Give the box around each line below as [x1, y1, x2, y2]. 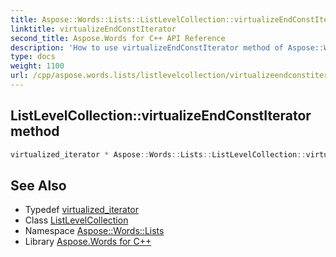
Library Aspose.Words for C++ [24, 236, 152, 248]
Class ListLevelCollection [24, 214, 129, 226]
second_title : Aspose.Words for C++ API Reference [10, 33, 226, 43]
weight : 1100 [10, 61, 65, 71]
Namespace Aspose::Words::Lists [24, 225, 165, 237]
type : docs [10, 52, 56, 62]
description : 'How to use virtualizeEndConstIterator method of [10, 42, 284, 53]
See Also [10, 177, 67, 194]
